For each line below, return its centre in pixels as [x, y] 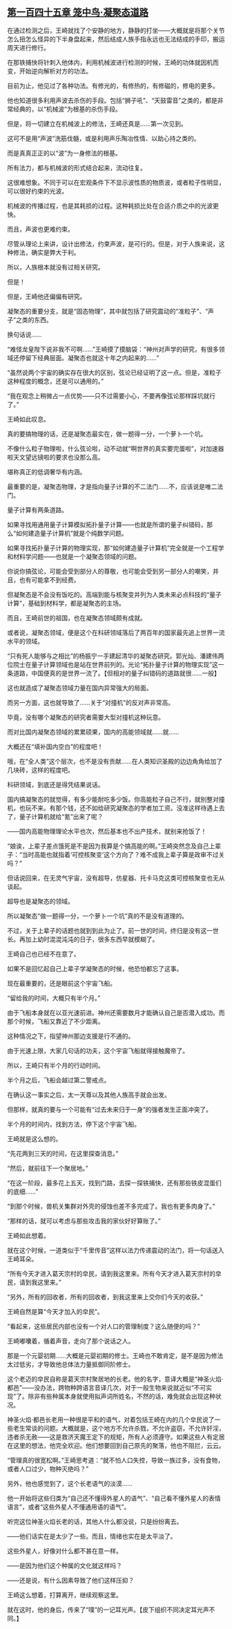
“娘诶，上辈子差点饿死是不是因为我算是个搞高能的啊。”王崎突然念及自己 [108, 846]
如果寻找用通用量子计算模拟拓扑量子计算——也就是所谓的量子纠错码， [107, 525]
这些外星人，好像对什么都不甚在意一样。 [65, 1551]
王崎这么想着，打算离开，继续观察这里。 [65, 1594]
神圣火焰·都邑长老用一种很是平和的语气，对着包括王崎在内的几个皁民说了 [111, 1420]
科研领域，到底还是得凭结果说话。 [56, 784]
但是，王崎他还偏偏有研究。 [47, 296]
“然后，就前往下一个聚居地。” [48, 1168]
